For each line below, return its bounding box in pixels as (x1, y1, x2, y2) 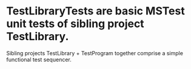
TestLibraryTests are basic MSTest (6, 4, 185, 18)
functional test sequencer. (6, 56, 72, 63)
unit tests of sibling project (6, 17, 144, 31)
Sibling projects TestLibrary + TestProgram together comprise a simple (6, 49, 184, 56)
